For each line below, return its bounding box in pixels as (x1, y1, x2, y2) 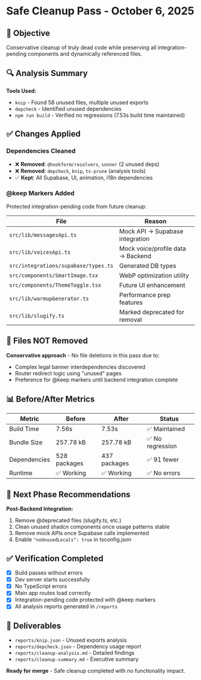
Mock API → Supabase (119, 227, 184, 235)
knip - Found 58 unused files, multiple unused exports (14, 99, 149, 106)
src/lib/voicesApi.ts (9, 248, 71, 256)
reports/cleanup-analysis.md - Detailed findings (14, 649, 135, 657)
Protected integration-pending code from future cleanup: (6, 202, 147, 210)
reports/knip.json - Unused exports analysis (14, 636, 127, 644)
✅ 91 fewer (147, 456, 179, 464)
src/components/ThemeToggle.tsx (9, 281, 102, 289)
